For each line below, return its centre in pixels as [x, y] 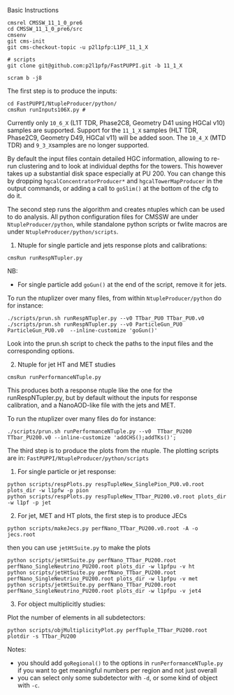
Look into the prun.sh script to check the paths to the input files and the [110, 343]
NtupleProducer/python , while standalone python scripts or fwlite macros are [117, 224]
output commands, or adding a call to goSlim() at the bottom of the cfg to [113, 188]
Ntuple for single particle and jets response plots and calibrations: [112, 245]
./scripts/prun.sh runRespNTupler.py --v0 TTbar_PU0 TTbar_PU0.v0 [106, 318]
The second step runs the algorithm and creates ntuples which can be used [116, 209]
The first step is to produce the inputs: [62, 91]
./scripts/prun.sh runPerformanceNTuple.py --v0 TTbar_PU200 [100, 431]
